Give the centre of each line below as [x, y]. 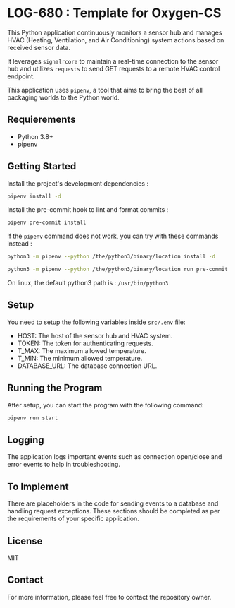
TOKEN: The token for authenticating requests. [85, 343]
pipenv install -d [34, 196]
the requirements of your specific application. [73, 519]
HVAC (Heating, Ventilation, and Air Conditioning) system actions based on [116, 40]
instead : [20, 244]
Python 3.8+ [36, 136]
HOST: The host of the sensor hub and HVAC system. [95, 335]
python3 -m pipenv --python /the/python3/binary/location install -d [112, 257]
